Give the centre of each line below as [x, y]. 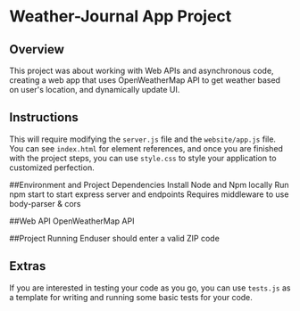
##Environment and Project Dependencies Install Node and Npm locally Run [149, 184]
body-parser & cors [45, 203]
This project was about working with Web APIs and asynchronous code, [142, 70]
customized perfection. [52, 168]
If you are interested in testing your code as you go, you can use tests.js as [150, 288]
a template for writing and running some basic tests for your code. [131, 297]
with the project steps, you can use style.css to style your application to [143, 158]
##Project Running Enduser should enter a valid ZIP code [115, 238]
